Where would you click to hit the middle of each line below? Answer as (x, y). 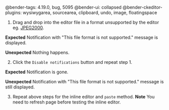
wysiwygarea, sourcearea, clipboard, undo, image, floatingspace (90, 13)
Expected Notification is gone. (37, 72)
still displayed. (20, 87)
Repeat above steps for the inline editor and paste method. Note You (83, 97)
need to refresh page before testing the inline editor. (67, 102)
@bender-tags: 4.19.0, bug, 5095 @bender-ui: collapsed (63, 7)
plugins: (13, 13)
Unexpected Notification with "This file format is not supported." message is (84, 82)
